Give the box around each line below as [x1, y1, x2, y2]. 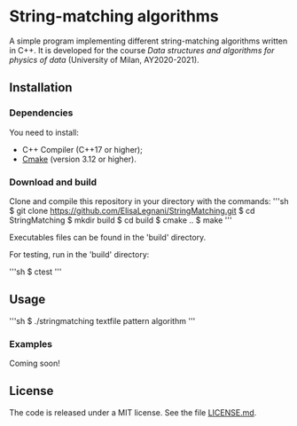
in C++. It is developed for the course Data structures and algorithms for [9, 44, 275, 55]
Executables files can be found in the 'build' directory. [9, 232, 207, 242]
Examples [9, 337, 53, 350]
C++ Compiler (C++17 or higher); [21, 144, 144, 154]
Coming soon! [9, 358, 60, 369]
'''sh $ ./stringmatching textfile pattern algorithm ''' [9, 315, 196, 326]
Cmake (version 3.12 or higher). [21, 154, 137, 164]
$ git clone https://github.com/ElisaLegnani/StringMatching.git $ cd [9, 205, 255, 216]
